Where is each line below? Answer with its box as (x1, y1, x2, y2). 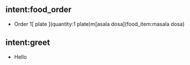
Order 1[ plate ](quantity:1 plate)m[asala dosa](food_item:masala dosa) (14, 20, 185, 27)
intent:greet (5, 38, 51, 48)
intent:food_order (5, 5, 72, 15)
